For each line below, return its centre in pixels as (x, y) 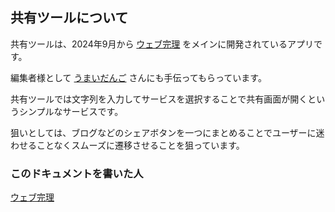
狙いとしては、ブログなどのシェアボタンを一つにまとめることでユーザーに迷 (167, 132)
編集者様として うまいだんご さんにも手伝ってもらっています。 (138, 77)
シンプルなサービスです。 (71, 111)
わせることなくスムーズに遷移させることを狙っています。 (127, 145)
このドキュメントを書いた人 (77, 173)
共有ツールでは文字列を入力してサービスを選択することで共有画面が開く (159, 99)
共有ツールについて (69, 18)
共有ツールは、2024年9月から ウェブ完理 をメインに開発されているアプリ (162, 44)
